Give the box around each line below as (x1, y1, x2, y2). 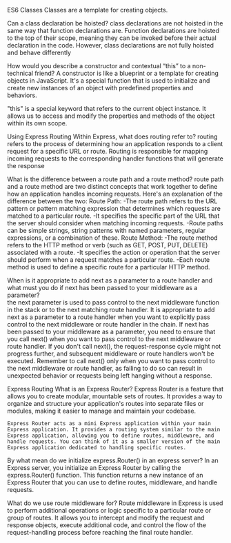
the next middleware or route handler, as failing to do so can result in (7, 365, 203, 372)
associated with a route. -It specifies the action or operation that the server (7, 248, 221, 256)
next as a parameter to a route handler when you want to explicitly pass (7, 313, 210, 321)
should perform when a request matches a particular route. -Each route (7, 256, 210, 264)
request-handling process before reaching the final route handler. (7, 529, 193, 536)
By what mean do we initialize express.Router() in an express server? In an (7, 456, 219, 464)
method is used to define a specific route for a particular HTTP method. (7, 263, 210, 271)
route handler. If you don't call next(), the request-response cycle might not (7, 342, 221, 350)
